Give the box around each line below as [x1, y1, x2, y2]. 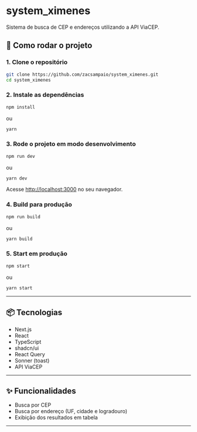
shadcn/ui [14, 345, 39, 352]
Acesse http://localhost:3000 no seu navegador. [6, 186, 123, 193]
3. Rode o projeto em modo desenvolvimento [6, 140, 136, 148]
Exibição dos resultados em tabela [14, 414, 98, 421]
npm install [6, 104, 35, 110]
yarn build [6, 236, 33, 242]
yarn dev [6, 175, 28, 181]
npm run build [6, 214, 41, 220]
